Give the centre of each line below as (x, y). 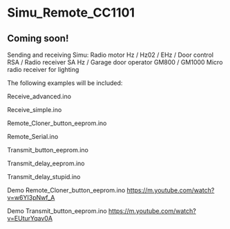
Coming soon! (38, 38)
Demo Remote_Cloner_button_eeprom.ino (66, 190)
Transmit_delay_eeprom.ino (46, 163)
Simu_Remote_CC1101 (71, 13)
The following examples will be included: (65, 83)
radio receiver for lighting (43, 70)
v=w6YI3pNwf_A (31, 198)
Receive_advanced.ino (39, 96)
